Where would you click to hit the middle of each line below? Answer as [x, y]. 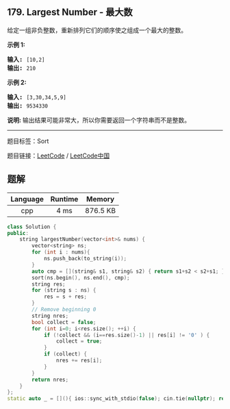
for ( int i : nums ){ [61, 252]
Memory [101, 199]
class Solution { [32, 227]
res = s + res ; [65, 297]
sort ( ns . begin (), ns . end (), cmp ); [81, 277]
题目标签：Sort [28, 141]
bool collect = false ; [64, 322]
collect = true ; [79, 341]
